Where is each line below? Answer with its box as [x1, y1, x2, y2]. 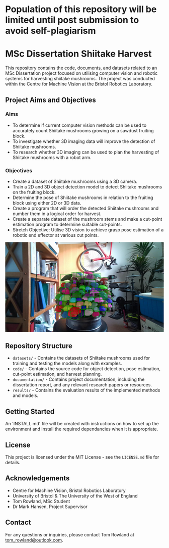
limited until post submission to [5, 14, 139, 26]
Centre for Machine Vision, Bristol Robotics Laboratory [12, 487, 126, 493]
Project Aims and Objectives [5, 95, 97, 104]
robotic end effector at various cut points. [12, 232, 99, 238]
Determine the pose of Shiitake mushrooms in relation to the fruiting [12, 194, 153, 201]
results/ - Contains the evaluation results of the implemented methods [12, 387, 160, 393]
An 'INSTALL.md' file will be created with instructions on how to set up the [5, 421, 159, 427]
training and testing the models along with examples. [12, 360, 122, 367]
